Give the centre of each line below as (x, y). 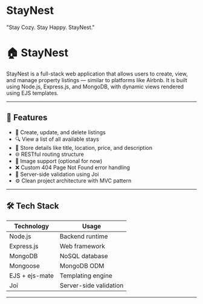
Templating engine (86, 276)
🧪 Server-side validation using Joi (57, 174)
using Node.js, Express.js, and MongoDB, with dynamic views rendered (95, 86)
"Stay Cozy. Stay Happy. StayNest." (50, 27)
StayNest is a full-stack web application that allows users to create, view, (97, 74)
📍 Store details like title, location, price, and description (84, 147)
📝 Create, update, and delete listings (60, 132)
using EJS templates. (32, 93)
